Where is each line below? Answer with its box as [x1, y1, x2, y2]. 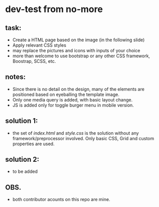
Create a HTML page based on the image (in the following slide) [12, 37, 145, 43]
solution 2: [5, 155, 39, 164]
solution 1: [5, 117, 38, 125]
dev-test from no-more [5, 4, 103, 15]
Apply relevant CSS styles [12, 42, 67, 48]
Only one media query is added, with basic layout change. [12, 96, 133, 102]
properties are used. [12, 141, 55, 147]
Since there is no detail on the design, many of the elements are [12, 86, 144, 92]
